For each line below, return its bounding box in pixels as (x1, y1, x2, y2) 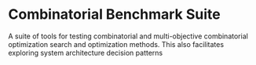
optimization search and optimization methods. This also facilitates (8, 39, 225, 49)
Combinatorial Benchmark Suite (8, 5, 221, 23)
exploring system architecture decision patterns (8, 48, 163, 57)
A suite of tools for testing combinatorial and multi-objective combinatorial (8, 31, 249, 41)
